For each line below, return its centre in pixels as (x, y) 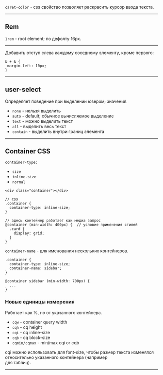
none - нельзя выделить (36, 111)
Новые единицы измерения (40, 302)
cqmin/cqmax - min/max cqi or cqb (46, 342)
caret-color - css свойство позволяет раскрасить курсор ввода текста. (80, 7)
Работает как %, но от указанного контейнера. (54, 312)
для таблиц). (18, 362)
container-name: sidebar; (36, 268)
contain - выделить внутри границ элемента (58, 131)
